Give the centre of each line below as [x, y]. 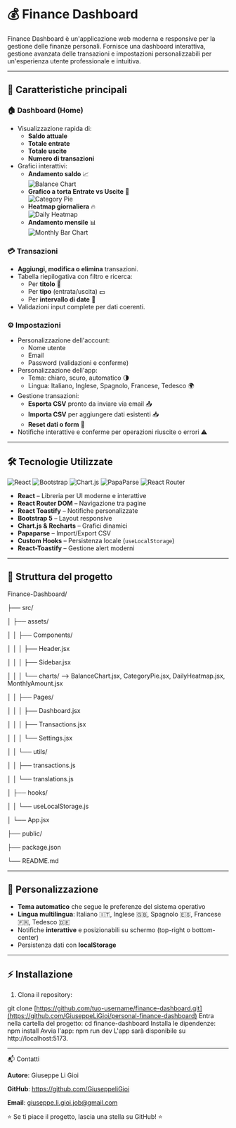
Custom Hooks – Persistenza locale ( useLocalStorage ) [96, 541]
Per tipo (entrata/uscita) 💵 [66, 291]
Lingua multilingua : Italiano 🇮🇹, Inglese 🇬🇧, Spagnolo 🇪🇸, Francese [119, 914]
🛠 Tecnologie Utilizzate [60, 462]
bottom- [204, 930]
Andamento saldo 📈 [58, 173]
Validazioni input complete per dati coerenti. [81, 306]
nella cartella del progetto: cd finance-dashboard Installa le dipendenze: [112, 1024]
